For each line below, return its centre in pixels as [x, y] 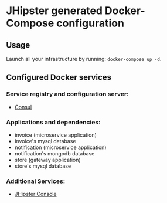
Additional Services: [36, 181]
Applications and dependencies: [53, 122]
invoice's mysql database [45, 141]
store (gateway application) [47, 160]
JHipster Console [35, 194]
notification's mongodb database [54, 153]
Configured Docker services [59, 77]
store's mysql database [43, 166]
